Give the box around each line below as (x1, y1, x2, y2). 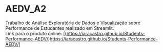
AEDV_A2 (5, 3, 47, 15)
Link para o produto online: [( (5, 30, 67, 36)
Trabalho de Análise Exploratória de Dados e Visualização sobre (5, 20, 141, 26)
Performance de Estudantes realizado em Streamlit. (5, 25, 114, 31)
